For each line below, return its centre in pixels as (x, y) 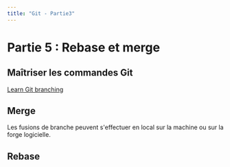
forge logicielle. (29, 135)
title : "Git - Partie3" (41, 13)
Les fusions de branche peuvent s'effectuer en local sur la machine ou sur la (116, 127)
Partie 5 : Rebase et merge (83, 47)
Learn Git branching (35, 89)
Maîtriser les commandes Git (70, 73)
